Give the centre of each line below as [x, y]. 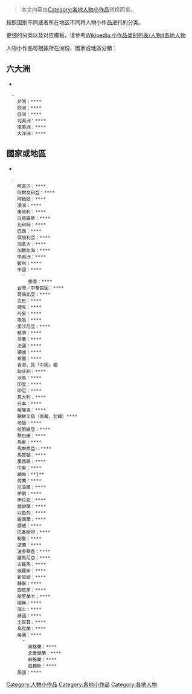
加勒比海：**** [34, 250]
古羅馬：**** [32, 564]
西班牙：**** [32, 590]
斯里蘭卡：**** [34, 596]
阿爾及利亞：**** [36, 192]
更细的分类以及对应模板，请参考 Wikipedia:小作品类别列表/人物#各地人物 [96, 35]
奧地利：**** [32, 212]
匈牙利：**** [32, 372]
